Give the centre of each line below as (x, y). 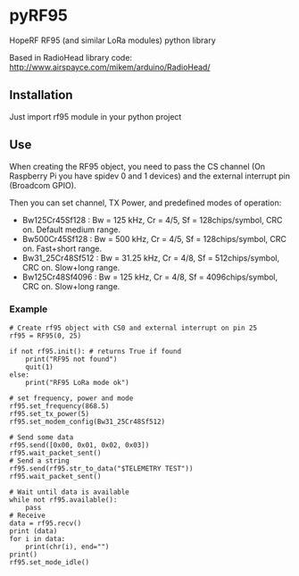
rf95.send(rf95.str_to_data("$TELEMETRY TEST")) (101, 468)
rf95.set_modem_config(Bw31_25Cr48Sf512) (87, 422)
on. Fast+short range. (62, 248)
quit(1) (39, 367)
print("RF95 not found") (71, 359)
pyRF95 (39, 16)
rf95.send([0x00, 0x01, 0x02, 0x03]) (79, 445)
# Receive (28, 515)
